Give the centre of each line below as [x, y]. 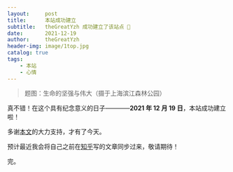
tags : [15, 59]
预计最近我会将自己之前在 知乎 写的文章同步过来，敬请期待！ [93, 146]
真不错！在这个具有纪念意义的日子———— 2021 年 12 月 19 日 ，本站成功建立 [116, 108]
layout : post [33, 14]
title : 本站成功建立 [42, 20]
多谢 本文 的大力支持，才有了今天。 [56, 131]
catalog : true [28, 53]
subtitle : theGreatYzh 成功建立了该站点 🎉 [69, 27]
